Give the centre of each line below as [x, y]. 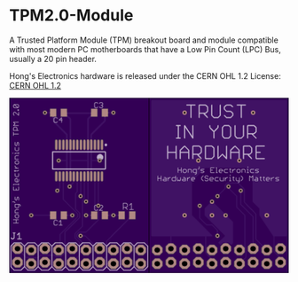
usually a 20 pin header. [53, 59]
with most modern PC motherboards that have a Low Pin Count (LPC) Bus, [145, 49]
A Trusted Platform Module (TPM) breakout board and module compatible [144, 40]
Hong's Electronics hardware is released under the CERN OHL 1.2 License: [145, 75]
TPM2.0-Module [71, 16]
